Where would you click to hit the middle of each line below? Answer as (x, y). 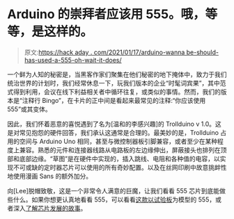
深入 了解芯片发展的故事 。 (50, 208)
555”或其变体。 (30, 109)
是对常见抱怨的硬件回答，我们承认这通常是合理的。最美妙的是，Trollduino (113, 132)
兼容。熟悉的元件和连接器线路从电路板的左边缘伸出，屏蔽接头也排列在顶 (123, 149)
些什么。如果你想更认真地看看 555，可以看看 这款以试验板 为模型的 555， (111, 200)
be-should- (203, 52)
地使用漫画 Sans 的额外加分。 (50, 176)
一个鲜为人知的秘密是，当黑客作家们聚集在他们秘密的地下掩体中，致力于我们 (117, 74)
